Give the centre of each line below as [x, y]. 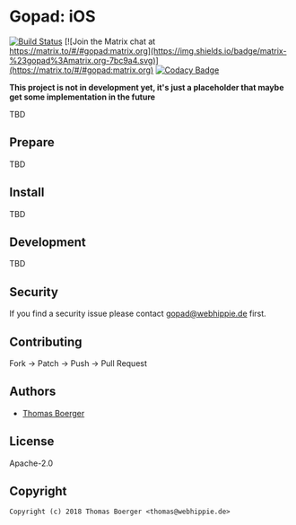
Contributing [46, 341]
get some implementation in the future [82, 97]
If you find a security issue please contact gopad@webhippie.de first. [138, 314]
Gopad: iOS [52, 17]
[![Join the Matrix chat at [110, 41]
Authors [33, 392]
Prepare [32, 142]
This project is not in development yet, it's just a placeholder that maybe [147, 87]
